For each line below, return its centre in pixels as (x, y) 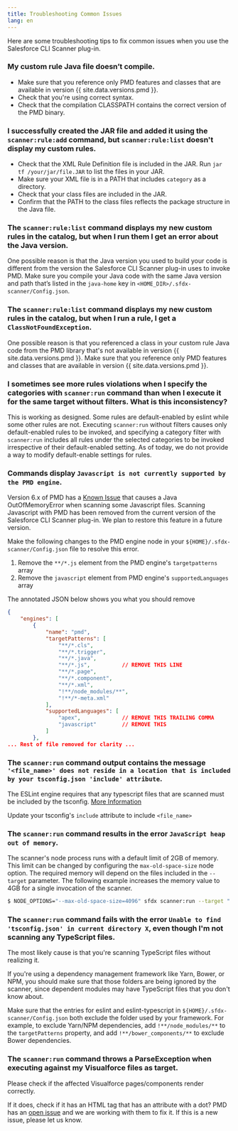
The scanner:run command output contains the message (107, 762)
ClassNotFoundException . (50, 328)
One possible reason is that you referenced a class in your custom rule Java (118, 342)
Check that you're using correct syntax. (76, 97)
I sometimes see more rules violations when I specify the (107, 384)
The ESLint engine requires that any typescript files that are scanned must (116, 794)
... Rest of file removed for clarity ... (71, 744)
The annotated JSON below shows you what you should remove (101, 599)
